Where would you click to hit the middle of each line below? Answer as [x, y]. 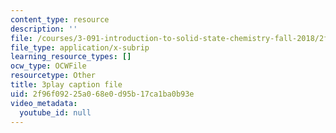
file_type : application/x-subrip [80, 47]
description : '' [44, 29]
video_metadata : [44, 103]
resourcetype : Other [53, 76]
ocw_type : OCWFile [48, 66]
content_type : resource [60, 19]
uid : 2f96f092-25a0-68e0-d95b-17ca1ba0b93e [102, 94]
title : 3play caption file [66, 85]
